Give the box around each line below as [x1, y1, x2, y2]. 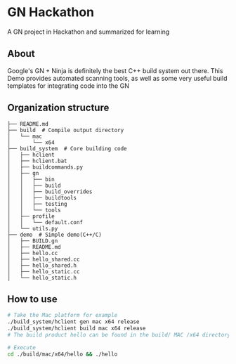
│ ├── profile [7, 212, 55, 220]
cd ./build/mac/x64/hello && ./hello [7, 351, 118, 358]
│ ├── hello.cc [7, 249, 58, 256]
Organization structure [7, 102, 110, 114]
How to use [7, 293, 58, 305]
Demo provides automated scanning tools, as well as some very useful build [7, 74, 228, 82]
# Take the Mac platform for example [7, 312, 118, 319]
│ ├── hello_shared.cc [7, 256, 80, 263]
